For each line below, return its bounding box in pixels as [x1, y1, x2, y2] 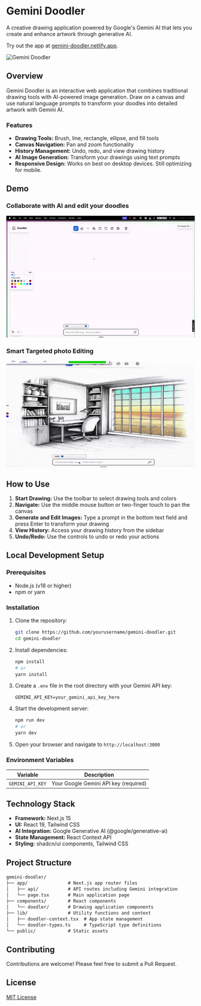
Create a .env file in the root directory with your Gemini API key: [14, 682, 172, 690]
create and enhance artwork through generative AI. [6, 30, 133, 37]
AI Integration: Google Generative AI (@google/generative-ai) [14, 827, 168, 835]
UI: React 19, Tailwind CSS [14, 821, 80, 828]
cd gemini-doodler [14, 635, 61, 642]
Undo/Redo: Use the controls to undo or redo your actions [14, 533, 160, 540]
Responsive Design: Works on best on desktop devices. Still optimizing [14, 160, 192, 167]
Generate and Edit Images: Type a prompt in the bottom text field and [14, 514, 188, 521]
